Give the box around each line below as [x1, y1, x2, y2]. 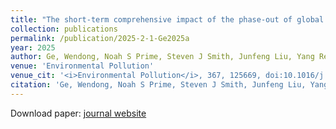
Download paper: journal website [10, 107, 147, 119]
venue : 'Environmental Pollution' [10, 61, 155, 71]
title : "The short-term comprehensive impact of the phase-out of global [10, 14, 325, 25]
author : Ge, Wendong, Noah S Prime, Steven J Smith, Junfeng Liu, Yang [10, 52, 315, 62]
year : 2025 [10, 42, 56, 53]
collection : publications [10, 24, 118, 34]
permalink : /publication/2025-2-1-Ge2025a [10, 33, 190, 43]
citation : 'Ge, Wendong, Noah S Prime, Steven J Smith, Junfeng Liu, [10, 80, 307, 90]
